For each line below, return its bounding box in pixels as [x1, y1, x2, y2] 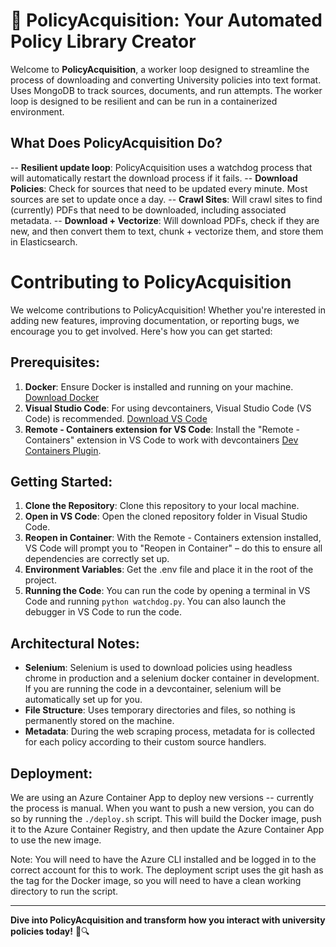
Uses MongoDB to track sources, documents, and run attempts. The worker [10, 84, 323, 96]
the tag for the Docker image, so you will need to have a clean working [10, 874, 302, 886]
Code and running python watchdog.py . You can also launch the [24, 595, 287, 608]
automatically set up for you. [24, 694, 143, 706]
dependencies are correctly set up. [24, 553, 170, 565]
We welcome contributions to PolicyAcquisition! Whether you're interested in [10, 304, 326, 316]
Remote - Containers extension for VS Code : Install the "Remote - [24, 423, 301, 435]
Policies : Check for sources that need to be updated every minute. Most [10, 182, 308, 194]
